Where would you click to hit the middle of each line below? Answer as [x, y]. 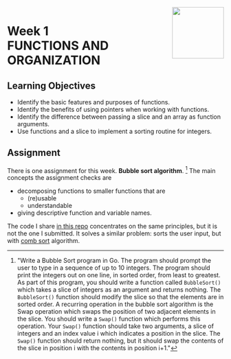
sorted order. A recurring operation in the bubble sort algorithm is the [115, 304]
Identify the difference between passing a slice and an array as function [119, 117]
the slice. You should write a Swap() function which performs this [109, 319]
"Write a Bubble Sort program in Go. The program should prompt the [114, 261]
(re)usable [42, 198]
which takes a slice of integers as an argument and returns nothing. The [119, 290]
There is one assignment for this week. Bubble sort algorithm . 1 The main [111, 170]
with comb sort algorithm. [44, 241]
